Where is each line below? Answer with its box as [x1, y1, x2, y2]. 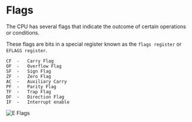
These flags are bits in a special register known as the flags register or [6, 40, 182, 48]
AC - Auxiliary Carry [6, 79, 67, 84]
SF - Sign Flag [6, 68, 51, 74]
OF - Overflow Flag [6, 63, 62, 69]
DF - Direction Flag [6, 94, 65, 100]
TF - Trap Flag [6, 89, 51, 94]
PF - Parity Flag [6, 83, 57, 90]
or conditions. [6, 29, 40, 36]
